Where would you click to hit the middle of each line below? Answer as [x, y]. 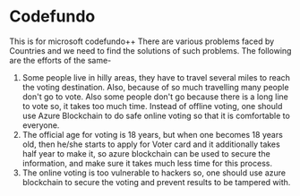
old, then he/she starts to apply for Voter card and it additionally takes [151, 144]
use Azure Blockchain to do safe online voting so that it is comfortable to [156, 115]
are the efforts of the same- [60, 60]
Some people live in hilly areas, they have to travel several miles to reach [156, 77]
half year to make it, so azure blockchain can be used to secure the [146, 153]
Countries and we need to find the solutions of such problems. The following [150, 50]
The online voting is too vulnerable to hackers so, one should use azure [154, 173]
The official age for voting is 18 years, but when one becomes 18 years [153, 134]
